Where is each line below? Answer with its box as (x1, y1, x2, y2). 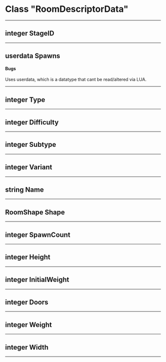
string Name (5, 185, 44, 194)
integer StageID (5, 29, 54, 38)
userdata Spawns (5, 52, 60, 60)
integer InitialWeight (5, 275, 69, 284)
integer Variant (5, 163, 52, 172)
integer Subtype (5, 140, 56, 149)
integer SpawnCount (5, 230, 71, 239)
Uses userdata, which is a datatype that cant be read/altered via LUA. (5, 77, 147, 83)
